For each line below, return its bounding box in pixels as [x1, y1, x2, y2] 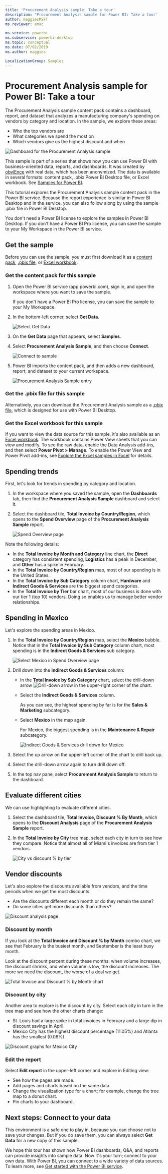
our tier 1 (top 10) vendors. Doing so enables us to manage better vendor [12, 594, 163, 600]
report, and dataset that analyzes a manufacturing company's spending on [5, 113, 159, 119]
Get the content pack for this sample [5, 272, 96, 279]
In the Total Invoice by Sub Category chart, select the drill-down [20, 677, 154, 683]
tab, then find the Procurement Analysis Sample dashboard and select [12, 495, 160, 502]
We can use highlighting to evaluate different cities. [5, 804, 111, 810]
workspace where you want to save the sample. [12, 288, 112, 295]
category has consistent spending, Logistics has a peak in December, [12, 556, 157, 562]
